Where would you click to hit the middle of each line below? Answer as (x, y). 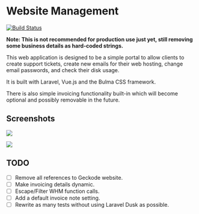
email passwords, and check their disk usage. (63, 70)
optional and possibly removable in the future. (63, 100)
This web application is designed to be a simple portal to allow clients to (95, 57)
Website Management (63, 11)
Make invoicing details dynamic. (55, 184)
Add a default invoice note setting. (57, 198)
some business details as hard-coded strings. (65, 46)
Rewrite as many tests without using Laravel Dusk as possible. (92, 204)
